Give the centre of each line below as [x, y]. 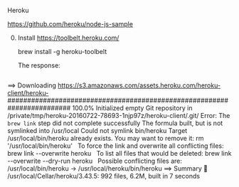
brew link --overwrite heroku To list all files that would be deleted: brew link [119, 153]
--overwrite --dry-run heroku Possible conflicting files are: [95, 161]
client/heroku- [28, 93]
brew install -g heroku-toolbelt [62, 52]
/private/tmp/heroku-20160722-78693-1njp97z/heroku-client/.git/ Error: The [119, 116]
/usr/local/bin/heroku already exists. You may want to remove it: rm [106, 138]
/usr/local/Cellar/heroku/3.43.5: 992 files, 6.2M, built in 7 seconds [104, 176]
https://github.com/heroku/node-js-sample [70, 24]
